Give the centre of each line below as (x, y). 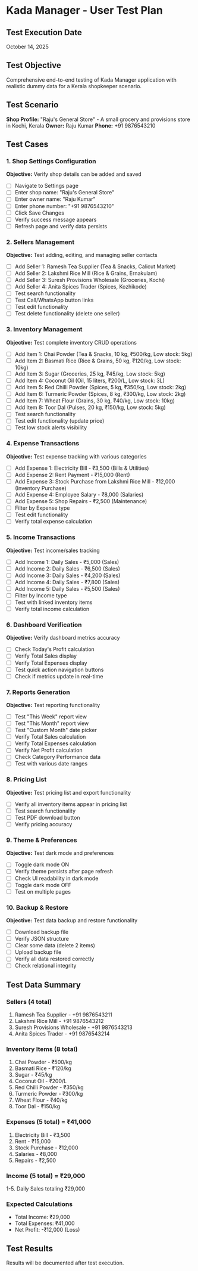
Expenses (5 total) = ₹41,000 (48, 1122)
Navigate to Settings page (47, 186)
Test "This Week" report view (51, 717)
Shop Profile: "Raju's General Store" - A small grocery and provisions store (98, 119)
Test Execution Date (44, 32)
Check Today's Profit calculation (55, 649)
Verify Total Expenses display (51, 663)
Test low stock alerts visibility (51, 427)
